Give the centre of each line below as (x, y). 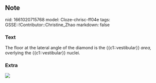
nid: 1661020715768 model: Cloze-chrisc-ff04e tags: (58, 19)
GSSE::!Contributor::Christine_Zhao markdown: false (58, 25)
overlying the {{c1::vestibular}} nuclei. (43, 53)
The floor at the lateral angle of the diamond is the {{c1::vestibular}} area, (78, 48)
